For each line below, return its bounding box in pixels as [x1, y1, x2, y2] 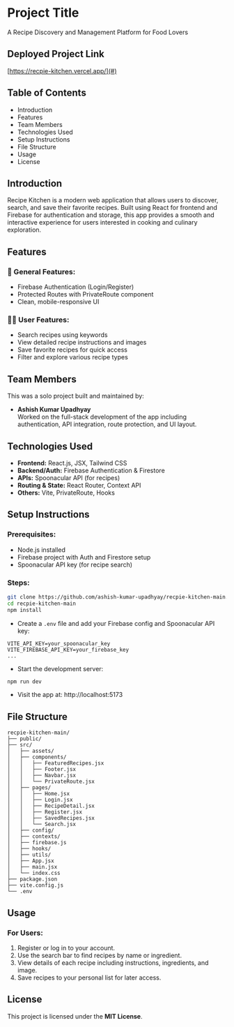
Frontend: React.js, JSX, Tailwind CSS [17, 458, 127, 467]
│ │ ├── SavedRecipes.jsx [7, 815, 95, 822]
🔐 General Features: [7, 267, 76, 276]
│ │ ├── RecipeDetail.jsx [7, 802, 95, 810]
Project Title [7, 5, 79, 21]
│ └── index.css [7, 870, 61, 877]
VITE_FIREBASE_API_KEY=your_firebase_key [7, 646, 130, 653]
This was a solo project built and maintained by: [7, 392, 144, 400]
